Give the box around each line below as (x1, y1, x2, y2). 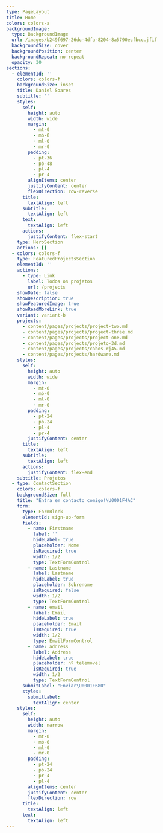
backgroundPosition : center (11, 48, 82, 54)
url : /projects (28, 284, 66, 290)
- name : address (28, 643, 69, 649)
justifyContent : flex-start (28, 233, 98, 239)
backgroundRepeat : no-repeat (11, 54, 85, 60)
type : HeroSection (17, 239, 63, 245)
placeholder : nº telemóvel (32, 660, 101, 666)
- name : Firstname (28, 526, 74, 532)
